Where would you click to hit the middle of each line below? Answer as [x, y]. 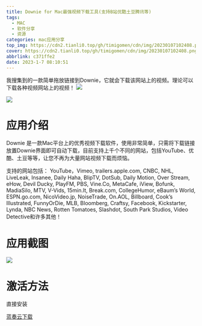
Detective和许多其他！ [34, 217]
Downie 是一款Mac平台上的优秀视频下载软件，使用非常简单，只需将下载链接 [101, 143]
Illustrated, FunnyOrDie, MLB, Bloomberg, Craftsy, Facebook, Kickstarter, [96, 203]
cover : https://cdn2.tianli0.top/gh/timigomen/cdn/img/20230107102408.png [102, 51]
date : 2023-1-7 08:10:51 [37, 62]
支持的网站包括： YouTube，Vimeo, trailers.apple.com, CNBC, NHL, [90, 171]
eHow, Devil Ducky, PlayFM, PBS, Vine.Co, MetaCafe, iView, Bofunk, [91, 184]
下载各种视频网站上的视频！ [41, 87]
